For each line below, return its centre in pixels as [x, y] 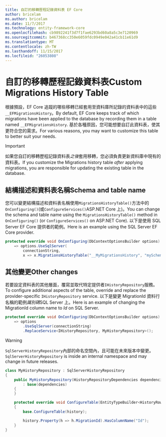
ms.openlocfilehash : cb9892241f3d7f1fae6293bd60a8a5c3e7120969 [72, 33]
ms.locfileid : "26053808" [32, 56]
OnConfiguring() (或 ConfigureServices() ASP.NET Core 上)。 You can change [83, 209]
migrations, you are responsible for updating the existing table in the [75, 168]
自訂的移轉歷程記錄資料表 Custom [74, 82]
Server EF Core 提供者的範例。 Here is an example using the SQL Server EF [81, 227]
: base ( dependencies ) [45, 384]
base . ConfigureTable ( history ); [55, 412]
